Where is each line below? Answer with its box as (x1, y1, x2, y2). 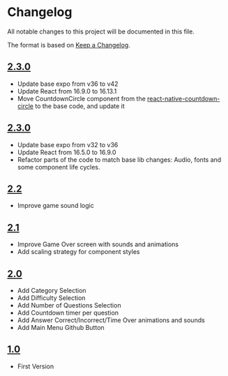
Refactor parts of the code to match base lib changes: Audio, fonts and (17, 155, 222, 164)
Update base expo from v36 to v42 (17, 80, 119, 88)
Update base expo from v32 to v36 (17, 140, 119, 149)
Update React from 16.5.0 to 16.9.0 (17, 148, 116, 156)
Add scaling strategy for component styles (17, 248, 140, 256)
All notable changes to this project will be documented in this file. (7, 27, 195, 36)
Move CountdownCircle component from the (17, 94, 146, 103)
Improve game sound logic (17, 202, 94, 210)
